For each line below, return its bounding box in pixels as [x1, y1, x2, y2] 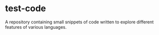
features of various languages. [5, 24, 67, 30]
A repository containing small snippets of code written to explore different [5, 19, 154, 25]
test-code [5, 3, 46, 14]
